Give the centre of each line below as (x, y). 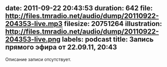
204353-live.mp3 (34, 24)
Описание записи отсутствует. (38, 59)
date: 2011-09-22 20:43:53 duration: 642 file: (79, 8)
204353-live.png (33, 39)
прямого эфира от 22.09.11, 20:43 (61, 47)
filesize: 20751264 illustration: (113, 24)
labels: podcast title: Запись (108, 39)
